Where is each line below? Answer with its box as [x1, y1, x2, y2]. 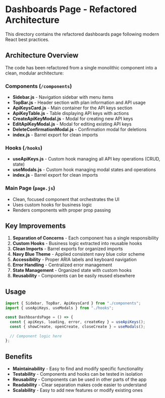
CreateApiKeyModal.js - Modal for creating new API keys [12, 115, 133, 122]
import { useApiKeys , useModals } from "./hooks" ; [5, 305, 114, 311]
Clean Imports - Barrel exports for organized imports [12, 246, 123, 252]
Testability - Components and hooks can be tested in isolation [12, 371, 143, 377]
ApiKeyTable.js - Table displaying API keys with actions [12, 110, 129, 116]
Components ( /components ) [5, 83, 72, 90]
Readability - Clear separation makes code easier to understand [12, 382, 147, 388]
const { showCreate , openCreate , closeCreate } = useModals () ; [10, 324, 145, 329]
